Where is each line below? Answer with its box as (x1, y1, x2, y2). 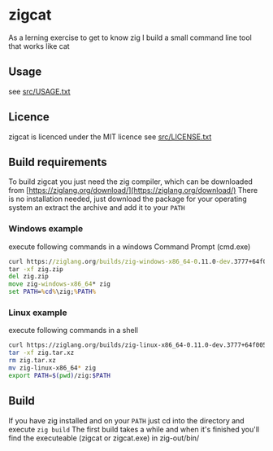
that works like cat (8, 41, 71, 50)
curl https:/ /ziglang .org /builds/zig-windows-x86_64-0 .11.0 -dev (8, 257, 231, 265)
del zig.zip (8, 273, 49, 281)
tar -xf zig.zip (8, 265, 63, 274)
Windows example (8, 223, 84, 234)
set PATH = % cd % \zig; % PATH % (8, 287, 96, 296)
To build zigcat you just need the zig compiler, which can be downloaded (8, 177, 253, 186)
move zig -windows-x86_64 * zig (8, 280, 111, 288)
